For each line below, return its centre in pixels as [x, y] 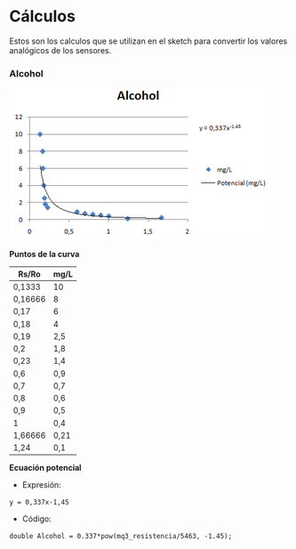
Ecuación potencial [45, 467]
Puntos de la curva [44, 254]
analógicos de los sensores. [60, 50]
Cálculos [42, 16]
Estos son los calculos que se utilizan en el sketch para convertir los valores [148, 41]
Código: [36, 519]
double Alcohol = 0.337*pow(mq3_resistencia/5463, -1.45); [121, 536]
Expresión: [42, 484]
